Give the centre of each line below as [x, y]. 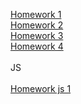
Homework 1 [36, 14]
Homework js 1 [41, 88]
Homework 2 [37, 25]
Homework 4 [37, 46]
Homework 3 [37, 35]
